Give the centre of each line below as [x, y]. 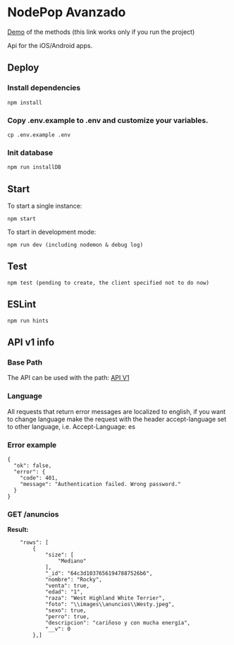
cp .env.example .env [39, 135]
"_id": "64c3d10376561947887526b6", [99, 574]
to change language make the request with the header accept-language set [117, 419]
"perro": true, [67, 617]
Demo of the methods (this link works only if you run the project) [101, 32]
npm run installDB [34, 167]
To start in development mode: [52, 232]
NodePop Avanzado [67, 12]
